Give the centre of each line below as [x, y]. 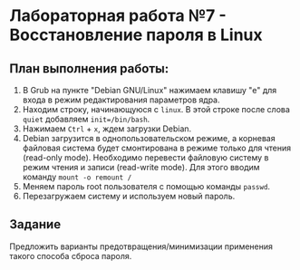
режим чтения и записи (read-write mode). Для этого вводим [141, 167]
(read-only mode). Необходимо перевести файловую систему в [145, 158]
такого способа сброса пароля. [71, 256]
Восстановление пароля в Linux [136, 35]
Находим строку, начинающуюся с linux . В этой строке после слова [156, 109]
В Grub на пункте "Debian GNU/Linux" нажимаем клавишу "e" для [150, 90]
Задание [35, 224]
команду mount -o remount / [77, 177]
